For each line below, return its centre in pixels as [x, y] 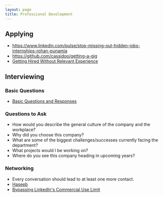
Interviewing [25, 77]
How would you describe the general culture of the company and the [81, 125]
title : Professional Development [39, 14]
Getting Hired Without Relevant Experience [55, 61]
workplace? [24, 130]
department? [25, 145]
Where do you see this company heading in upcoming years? [73, 156]
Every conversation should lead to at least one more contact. [73, 179]
